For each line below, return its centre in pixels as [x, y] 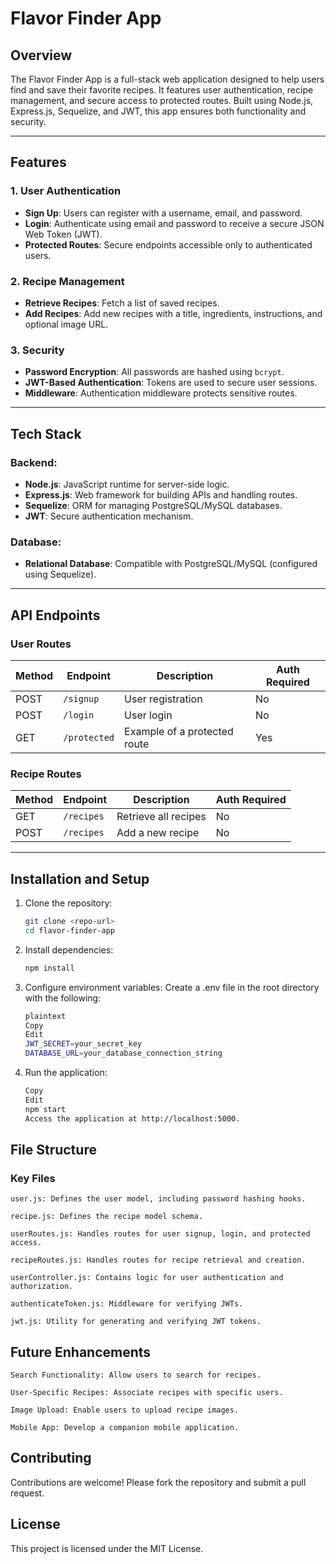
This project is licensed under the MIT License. [107, 1548]
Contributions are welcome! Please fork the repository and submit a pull [158, 1482]
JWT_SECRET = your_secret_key [83, 1044]
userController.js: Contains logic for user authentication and [147, 1278]
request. [27, 1493]
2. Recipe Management [67, 281]
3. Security [37, 350]
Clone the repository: [68, 903]
